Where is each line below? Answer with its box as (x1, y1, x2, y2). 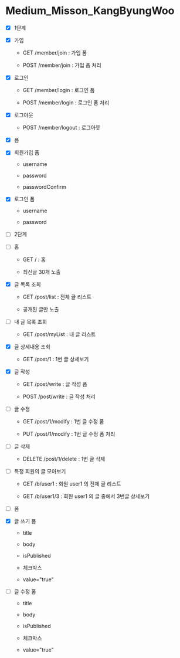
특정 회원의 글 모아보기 (13, 467, 66, 474)
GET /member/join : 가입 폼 (22, 49, 87, 56)
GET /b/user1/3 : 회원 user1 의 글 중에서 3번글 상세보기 (22, 493, 150, 500)
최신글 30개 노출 (22, 268, 61, 275)
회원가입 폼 (13, 149, 40, 156)
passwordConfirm (22, 184, 67, 191)
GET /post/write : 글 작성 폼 (22, 380, 87, 388)
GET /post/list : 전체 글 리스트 (22, 293, 92, 300)
